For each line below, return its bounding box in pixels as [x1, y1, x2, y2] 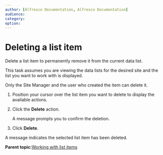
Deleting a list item [5, 42, 82, 53]
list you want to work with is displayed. [5, 73, 83, 79]
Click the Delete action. [12, 106, 60, 112]
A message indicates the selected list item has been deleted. [5, 135, 128, 141]
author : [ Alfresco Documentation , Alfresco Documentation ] [5, 7, 128, 12]
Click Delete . [12, 125, 39, 131]
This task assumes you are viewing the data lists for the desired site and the [5, 67, 158, 73]
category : [5, 16, 25, 21]
